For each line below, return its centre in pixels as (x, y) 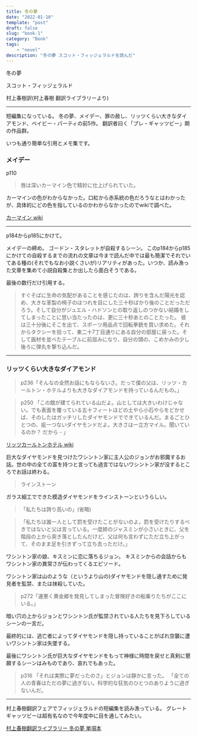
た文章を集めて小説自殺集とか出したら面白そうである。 (73, 270)
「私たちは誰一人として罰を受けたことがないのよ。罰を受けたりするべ (105, 522)
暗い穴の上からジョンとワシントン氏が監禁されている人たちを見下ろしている (98, 616)
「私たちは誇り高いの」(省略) (56, 509)
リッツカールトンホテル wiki (40, 444)
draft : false (22, 28)
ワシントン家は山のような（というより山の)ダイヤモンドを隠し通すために (94, 576)
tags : (13, 45)
